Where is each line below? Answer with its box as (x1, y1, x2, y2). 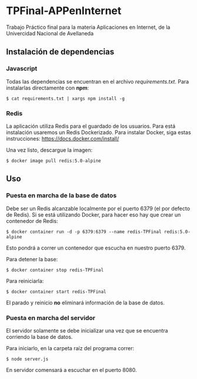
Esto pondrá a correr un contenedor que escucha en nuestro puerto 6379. (6, 244, 186, 251)
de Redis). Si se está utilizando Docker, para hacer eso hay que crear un (6, 211, 181, 218)
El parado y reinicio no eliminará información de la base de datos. (6, 299, 165, 306)
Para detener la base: (6, 255, 58, 262)
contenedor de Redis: (6, 217, 58, 224)
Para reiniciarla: (6, 277, 44, 284)
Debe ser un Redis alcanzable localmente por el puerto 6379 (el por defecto (6, 205, 190, 212)
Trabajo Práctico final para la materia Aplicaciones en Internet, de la (6, 24, 171, 31)
